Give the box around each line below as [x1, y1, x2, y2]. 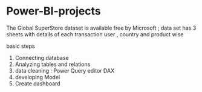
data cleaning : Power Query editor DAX [15, 67, 115, 74]
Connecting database [15, 54, 69, 61]
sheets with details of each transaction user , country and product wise [6, 30, 184, 38]
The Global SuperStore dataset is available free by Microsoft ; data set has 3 [6, 24, 197, 31]
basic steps [6, 42, 35, 50]
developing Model [15, 73, 60, 80]
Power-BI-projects [6, 4, 101, 18]
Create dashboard [15, 80, 60, 87]
